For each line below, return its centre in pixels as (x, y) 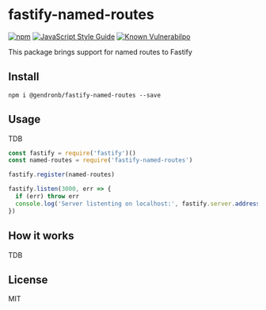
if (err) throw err (47, 197)
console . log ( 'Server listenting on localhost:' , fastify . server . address (138, 204)
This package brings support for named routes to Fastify (100, 52)
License (28, 279)
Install (24, 77)
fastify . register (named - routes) (61, 175)
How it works (41, 236)
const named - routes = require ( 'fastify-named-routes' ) (101, 160)
